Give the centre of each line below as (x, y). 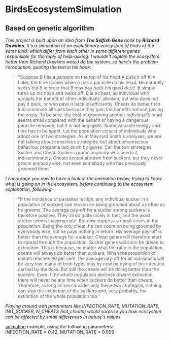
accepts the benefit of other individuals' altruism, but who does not (88, 98)
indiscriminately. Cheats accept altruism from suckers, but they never (90, 158)
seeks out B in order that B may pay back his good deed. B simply (87, 88)
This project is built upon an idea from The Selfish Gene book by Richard (82, 40)
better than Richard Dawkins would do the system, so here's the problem (82, 62)
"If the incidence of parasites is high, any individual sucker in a (83, 199)
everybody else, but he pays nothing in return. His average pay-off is (90, 231)
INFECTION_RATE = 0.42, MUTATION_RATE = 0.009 (60, 332)
